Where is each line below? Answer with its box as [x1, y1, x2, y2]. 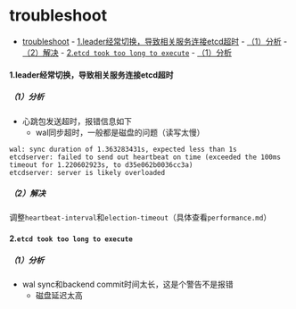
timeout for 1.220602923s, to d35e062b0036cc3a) [9, 160, 193, 170]
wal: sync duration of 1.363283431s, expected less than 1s [9, 145, 238, 154]
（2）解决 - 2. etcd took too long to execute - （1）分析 [21, 46, 232, 58]
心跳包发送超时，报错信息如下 [21, 115, 132, 126]
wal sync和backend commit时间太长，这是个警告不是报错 [21, 279, 234, 290]
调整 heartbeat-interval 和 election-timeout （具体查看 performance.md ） [9, 212, 272, 223]
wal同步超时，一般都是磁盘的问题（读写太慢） [35, 127, 205, 138]
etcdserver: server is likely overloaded [9, 168, 166, 177]
